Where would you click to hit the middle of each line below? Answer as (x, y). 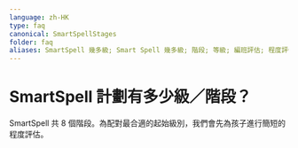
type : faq (27, 26)
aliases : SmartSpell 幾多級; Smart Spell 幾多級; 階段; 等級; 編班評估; (137, 51)
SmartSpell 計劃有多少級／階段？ (130, 97)
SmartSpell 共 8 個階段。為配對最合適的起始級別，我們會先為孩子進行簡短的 (148, 123)
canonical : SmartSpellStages (63, 34)
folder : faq (31, 42)
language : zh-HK (39, 17)
